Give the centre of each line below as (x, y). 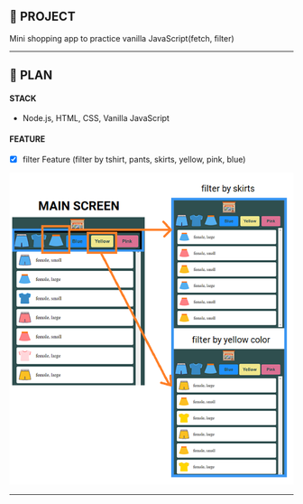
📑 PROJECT (42, 17)
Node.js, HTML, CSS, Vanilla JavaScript (96, 118)
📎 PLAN (31, 75)
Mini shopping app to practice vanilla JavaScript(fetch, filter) (122, 38)
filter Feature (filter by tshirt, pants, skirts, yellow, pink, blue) (134, 159)
